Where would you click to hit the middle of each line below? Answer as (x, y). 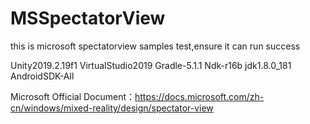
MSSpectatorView (88, 18)
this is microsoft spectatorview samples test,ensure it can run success (155, 46)
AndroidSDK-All (42, 76)
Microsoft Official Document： (73, 96)
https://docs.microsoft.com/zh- (199, 96)
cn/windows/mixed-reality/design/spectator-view (112, 108)
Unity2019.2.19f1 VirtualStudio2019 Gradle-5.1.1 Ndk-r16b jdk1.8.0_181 (151, 65)
